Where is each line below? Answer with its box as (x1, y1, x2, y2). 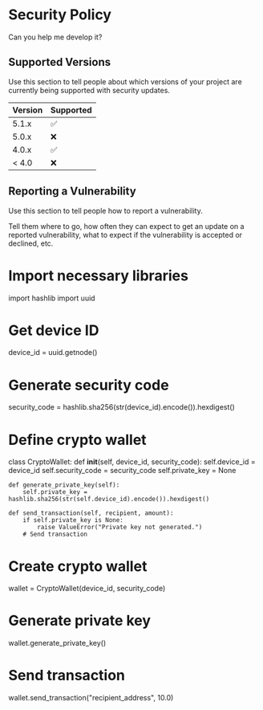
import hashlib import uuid (8, 293, 95, 303)
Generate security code (8, 376, 170, 394)
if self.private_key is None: (22, 516, 124, 524)
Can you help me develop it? (8, 32, 103, 42)
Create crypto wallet (8, 557, 148, 575)
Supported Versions (8, 55, 111, 69)
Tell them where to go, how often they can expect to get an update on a (8, 221, 245, 231)
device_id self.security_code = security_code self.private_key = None (8, 466, 237, 475)
